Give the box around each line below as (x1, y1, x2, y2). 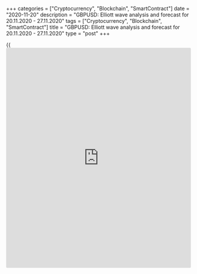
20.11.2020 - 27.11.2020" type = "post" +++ (6, 30, 110, 37)
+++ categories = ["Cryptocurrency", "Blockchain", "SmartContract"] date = (6, 5, 190, 12)
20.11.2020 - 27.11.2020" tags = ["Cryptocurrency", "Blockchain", (6, 18, 162, 24)
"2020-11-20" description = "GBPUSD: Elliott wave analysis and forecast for (6, 11, 189, 18)
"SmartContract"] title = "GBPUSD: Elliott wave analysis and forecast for (6, 23, 180, 31)
